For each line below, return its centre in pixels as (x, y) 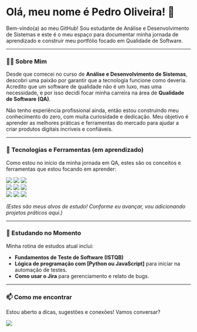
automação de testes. (41, 270)
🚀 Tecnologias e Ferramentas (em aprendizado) (75, 150)
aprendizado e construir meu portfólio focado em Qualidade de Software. (95, 40)
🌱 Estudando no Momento (44, 233)
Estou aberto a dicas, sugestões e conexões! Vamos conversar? (83, 312)
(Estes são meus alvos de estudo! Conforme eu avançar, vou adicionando (96, 206)
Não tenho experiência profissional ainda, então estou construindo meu (92, 110)
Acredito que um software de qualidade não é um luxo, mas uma (84, 87)
